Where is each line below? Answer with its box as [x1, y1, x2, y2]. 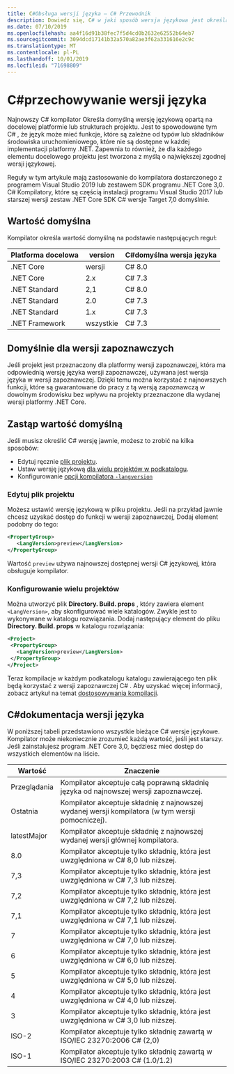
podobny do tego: [7, 520, 58, 529]
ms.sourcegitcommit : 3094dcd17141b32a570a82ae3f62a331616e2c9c [7, 36, 195, 43]
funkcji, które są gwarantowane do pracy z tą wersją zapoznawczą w [7, 383, 205, 391]
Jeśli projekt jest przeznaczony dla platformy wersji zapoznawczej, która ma [7, 361, 226, 369]
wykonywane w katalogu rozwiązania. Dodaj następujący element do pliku [7, 614, 221, 623]
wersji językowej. [7, 159, 57, 168]
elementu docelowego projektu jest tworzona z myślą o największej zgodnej [7, 152, 226, 160]
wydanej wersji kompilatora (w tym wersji [60, 807, 196, 816]
